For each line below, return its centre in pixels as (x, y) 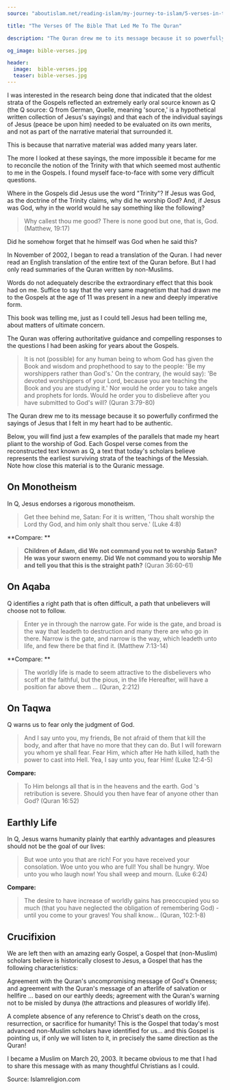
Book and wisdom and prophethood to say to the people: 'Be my (115, 366)
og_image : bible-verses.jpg (47, 51)
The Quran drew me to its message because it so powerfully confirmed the (113, 416)
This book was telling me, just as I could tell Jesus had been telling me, (107, 318)
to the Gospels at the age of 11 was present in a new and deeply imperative (113, 297)
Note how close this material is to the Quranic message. (86, 465)
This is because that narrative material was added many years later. (102, 145)
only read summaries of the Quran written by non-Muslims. (90, 269)
